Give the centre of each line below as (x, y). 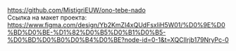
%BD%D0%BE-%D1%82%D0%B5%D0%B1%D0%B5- (87, 32)
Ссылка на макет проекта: (47, 17)
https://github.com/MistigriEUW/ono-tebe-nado (76, 10)
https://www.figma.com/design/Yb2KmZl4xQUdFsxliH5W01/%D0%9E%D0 (116, 25)
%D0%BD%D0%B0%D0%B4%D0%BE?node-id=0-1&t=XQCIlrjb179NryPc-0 (118, 40)
